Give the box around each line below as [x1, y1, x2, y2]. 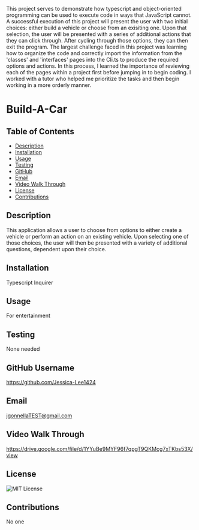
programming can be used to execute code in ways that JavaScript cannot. [6, 11, 192, 19]
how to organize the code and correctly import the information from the [6, 50, 183, 56]
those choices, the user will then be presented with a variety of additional [6, 239, 188, 246]
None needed [6, 345, 40, 353]
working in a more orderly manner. [6, 82, 92, 89]
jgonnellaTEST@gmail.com [6, 412, 73, 419]
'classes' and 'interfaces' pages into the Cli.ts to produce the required [6, 56, 179, 63]
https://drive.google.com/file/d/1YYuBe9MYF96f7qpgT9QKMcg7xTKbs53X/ [6, 445, 193, 452]
